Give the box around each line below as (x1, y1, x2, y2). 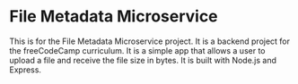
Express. (9, 64, 42, 75)
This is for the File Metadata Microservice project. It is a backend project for (9, 36, 290, 46)
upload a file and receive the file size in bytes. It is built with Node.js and (9, 55, 276, 65)
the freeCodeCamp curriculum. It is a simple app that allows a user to (9, 45, 266, 55)
